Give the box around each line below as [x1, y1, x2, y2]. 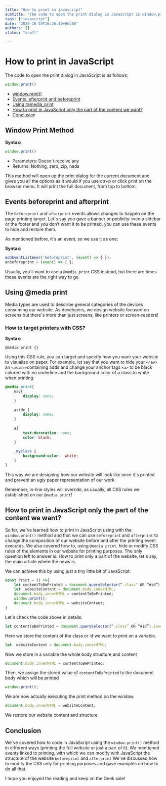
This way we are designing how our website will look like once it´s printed [5, 471, 155, 478]
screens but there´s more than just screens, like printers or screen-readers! [5, 312, 159, 318]
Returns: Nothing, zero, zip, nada [12, 163, 80, 169]
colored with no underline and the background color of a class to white [5, 370, 149, 376]
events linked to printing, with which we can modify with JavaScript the [5, 750, 150, 756]
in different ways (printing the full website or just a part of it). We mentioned [5, 745, 160, 751]
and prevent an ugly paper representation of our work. [5, 477, 116, 483]
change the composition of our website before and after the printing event [5, 538, 156, 543]
